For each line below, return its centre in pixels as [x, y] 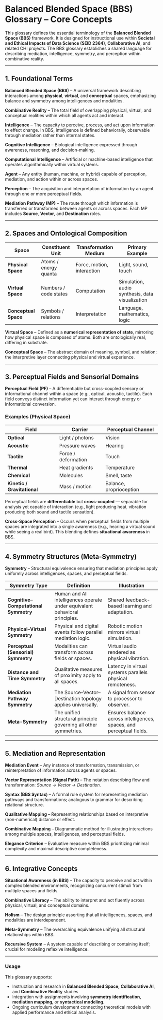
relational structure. [24, 805]
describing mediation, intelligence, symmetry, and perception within [73, 53]
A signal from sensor [131, 692]
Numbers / [53, 288]
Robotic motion [125, 626]
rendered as [122, 652]
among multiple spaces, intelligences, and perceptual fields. [65, 834]
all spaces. [66, 682]
